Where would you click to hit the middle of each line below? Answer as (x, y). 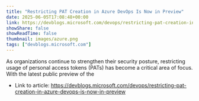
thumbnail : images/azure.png (42, 39)
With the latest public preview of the (50, 74)
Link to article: (32, 85)
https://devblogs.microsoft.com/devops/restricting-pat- (118, 85)
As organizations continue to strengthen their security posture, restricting (96, 61)
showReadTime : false (32, 34)
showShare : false (28, 28)
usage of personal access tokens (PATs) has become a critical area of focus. (99, 67)
